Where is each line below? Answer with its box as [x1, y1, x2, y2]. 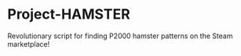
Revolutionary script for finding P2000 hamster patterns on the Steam [7, 31, 233, 40]
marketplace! [7, 39, 50, 48]
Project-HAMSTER [7, 5, 130, 23]
